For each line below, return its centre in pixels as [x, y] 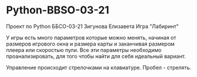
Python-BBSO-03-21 [58, 10]
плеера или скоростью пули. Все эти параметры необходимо [84, 50]
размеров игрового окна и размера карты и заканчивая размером [91, 44]
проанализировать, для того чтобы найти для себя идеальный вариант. [96, 56]
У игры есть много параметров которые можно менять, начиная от [91, 37]
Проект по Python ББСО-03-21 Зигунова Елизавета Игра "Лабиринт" [93, 26]
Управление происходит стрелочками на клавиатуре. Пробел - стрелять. [99, 67]
